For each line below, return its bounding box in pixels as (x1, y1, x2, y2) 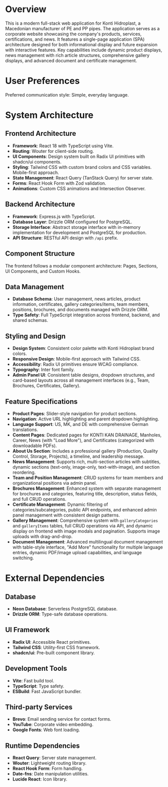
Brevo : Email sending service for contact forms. (12, 716, 111, 722)
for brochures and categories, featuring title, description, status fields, (12, 490, 158, 496)
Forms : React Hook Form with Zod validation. (12, 180, 106, 186)
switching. (12, 555, 34, 561)
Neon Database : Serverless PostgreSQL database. (12, 605, 118, 611)
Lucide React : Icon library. (12, 776, 68, 782)
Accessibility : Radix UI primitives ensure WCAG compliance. (12, 361, 138, 368)
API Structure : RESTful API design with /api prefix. (12, 235, 119, 241)
